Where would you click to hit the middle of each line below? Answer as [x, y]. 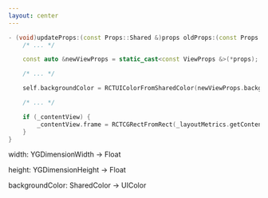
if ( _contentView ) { [57, 117]
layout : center [33, 16]
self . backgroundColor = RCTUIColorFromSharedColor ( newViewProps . [134, 89]
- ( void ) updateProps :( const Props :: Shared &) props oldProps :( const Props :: [137, 38]
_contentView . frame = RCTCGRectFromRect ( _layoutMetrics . [133, 125]
